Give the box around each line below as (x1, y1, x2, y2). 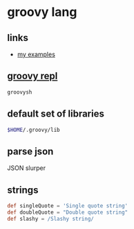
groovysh (7, 88, 32, 96)
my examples (17, 50, 55, 58)
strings (7, 184, 39, 196)
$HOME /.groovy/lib (7, 126, 60, 133)
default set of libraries (7, 108, 105, 120)
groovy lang (7, 4, 77, 20)
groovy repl (7, 70, 58, 82)
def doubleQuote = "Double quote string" (7, 209, 128, 216)
